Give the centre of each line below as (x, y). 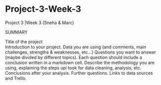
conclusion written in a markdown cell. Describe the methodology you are (80, 62)
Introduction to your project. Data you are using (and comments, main (76, 47)
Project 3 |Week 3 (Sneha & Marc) (40, 23)
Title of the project (24, 42)
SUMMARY (16, 32)
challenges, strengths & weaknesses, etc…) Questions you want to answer (80, 52)
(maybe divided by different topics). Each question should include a (74, 57)
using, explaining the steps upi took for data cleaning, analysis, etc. (73, 68)
